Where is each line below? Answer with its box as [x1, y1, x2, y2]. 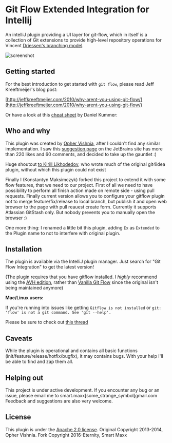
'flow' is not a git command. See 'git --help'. [5, 310, 111, 315]
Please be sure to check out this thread [5, 319, 88, 325]
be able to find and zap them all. [5, 358, 73, 365]
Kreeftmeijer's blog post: [5, 86, 58, 92]
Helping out [5, 373, 44, 382]
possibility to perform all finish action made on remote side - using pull [5, 187, 155, 194]
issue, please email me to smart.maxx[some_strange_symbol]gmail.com [5, 393, 158, 398]
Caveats [5, 334, 32, 342]
